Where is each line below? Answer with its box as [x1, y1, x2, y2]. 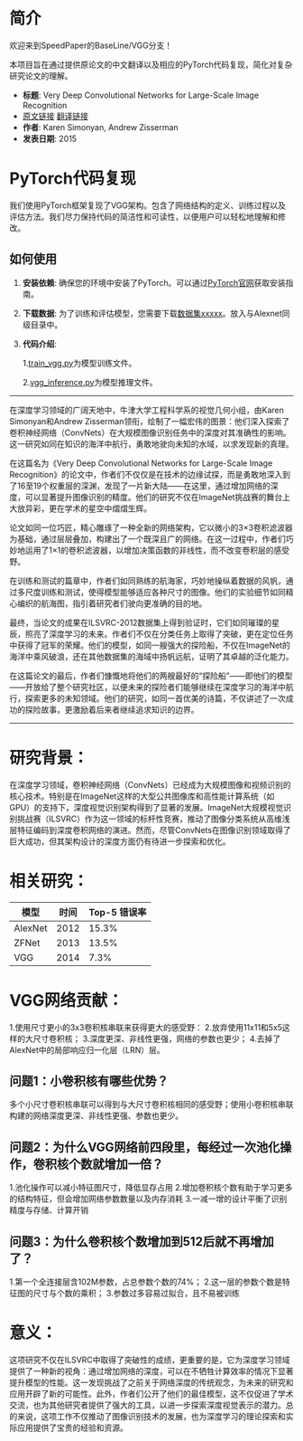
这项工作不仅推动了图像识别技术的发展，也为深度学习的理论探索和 [40, 1410, 286, 1421]
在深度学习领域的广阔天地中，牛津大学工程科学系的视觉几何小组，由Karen [9, 404, 284, 415]
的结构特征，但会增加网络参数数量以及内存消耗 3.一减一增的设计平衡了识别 [9, 1193, 288, 1204]
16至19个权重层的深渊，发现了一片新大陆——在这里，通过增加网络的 [16, 480, 271, 491]
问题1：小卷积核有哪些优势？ [9, 1073, 170, 1088]
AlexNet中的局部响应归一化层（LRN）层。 [9, 1044, 165, 1055]
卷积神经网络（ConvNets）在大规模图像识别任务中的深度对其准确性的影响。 [9, 427, 291, 438]
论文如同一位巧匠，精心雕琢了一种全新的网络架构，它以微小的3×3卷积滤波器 [9, 522, 293, 533]
